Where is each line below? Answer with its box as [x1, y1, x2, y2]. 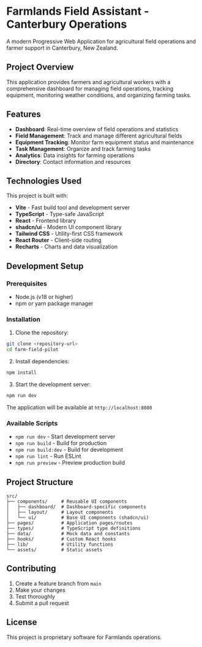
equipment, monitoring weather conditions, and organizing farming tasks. [6, 91, 192, 99]
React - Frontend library [15, 217, 77, 225]
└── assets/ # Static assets [6, 546, 103, 553]
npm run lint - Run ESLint [15, 452, 81, 460]
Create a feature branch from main [15, 579, 102, 587]
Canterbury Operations [6, 17, 127, 31]
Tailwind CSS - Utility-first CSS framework [15, 230, 124, 238]
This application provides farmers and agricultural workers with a [6, 78, 171, 85]
